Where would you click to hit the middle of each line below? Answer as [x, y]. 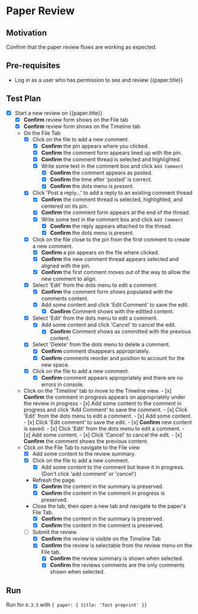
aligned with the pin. [66, 266]
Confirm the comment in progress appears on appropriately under [104, 397]
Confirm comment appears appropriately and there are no [112, 377]
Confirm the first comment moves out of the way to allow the [116, 272]
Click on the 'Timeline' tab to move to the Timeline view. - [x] [98, 390]
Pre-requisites [33, 66]
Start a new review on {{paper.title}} [59, 113]
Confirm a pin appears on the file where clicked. [100, 252]
